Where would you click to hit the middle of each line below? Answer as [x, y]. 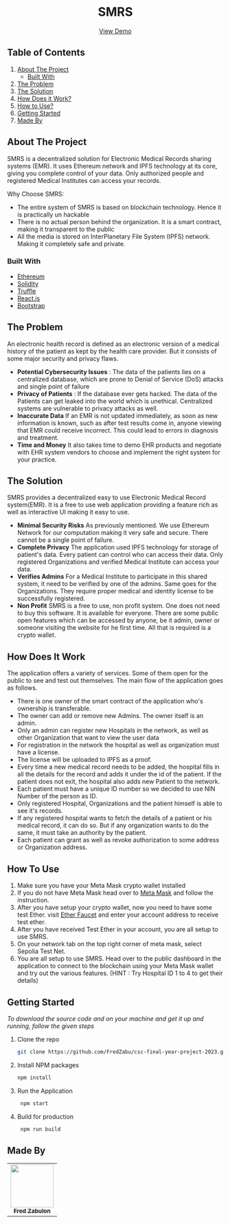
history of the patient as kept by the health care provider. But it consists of [112, 351]
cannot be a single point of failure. [66, 540]
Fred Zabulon [32, 1211]
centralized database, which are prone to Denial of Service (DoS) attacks [120, 379]
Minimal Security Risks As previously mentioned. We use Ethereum [113, 525]
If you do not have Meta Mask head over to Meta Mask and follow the [115, 893]
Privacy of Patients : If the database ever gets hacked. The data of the [117, 393]
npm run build [41, 1129]
